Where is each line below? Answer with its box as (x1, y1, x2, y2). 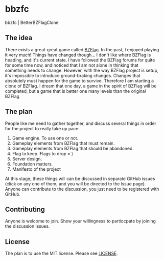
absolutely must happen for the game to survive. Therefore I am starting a (5, 78, 154, 83)
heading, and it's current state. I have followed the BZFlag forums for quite (5, 57, 155, 63)
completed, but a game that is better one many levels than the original (5, 88, 146, 94)
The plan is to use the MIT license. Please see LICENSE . (5, 250, 118, 257)
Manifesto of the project (12, 166, 61, 172)
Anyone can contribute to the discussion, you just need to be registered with (5, 186, 159, 192)
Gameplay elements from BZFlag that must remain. (12, 140, 115, 146)
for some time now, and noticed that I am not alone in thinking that (5, 62, 139, 68)
